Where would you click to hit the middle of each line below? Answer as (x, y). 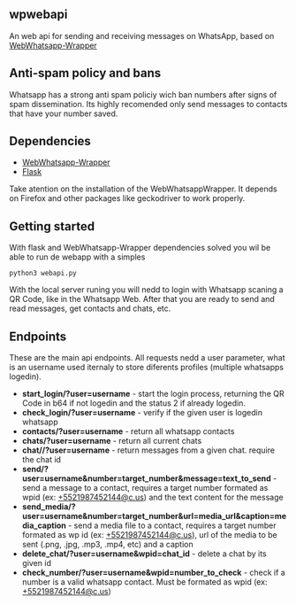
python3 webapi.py (43, 274)
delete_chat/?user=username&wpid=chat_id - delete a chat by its (144, 554)
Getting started (52, 226)
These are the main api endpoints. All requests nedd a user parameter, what (147, 358)
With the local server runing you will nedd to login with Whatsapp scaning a (147, 290)
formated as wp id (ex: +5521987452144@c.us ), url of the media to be (149, 535)
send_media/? (49, 507)
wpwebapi (38, 15)
